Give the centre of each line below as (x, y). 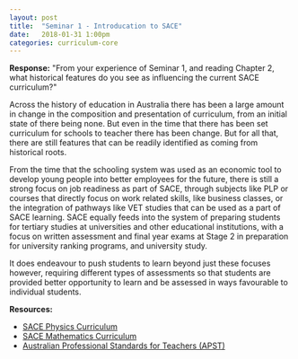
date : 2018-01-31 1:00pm (60, 34)
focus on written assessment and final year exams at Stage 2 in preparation (149, 236)
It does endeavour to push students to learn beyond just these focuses (140, 263)
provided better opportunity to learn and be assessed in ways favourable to (149, 283)
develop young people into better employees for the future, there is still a (144, 179)
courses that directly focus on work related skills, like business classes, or (146, 198)
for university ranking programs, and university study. (109, 246)
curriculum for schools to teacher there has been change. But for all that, (144, 133)
